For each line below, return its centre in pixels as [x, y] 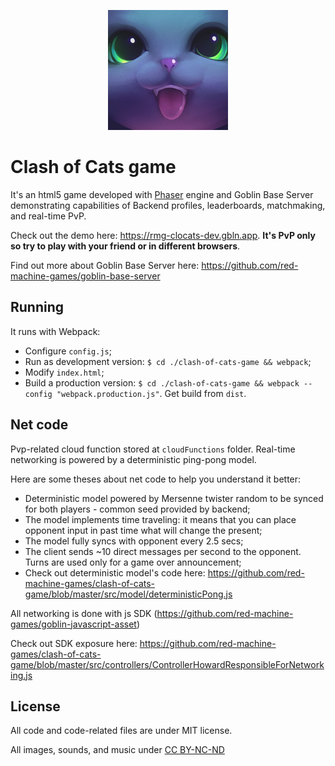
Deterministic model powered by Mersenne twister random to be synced [174, 498]
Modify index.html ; [64, 372]
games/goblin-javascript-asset [73, 624]
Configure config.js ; [68, 351]
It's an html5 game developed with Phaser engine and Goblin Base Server [162, 194]
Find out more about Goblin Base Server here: [105, 265]
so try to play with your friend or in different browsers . [125, 246]
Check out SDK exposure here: [74, 643]
